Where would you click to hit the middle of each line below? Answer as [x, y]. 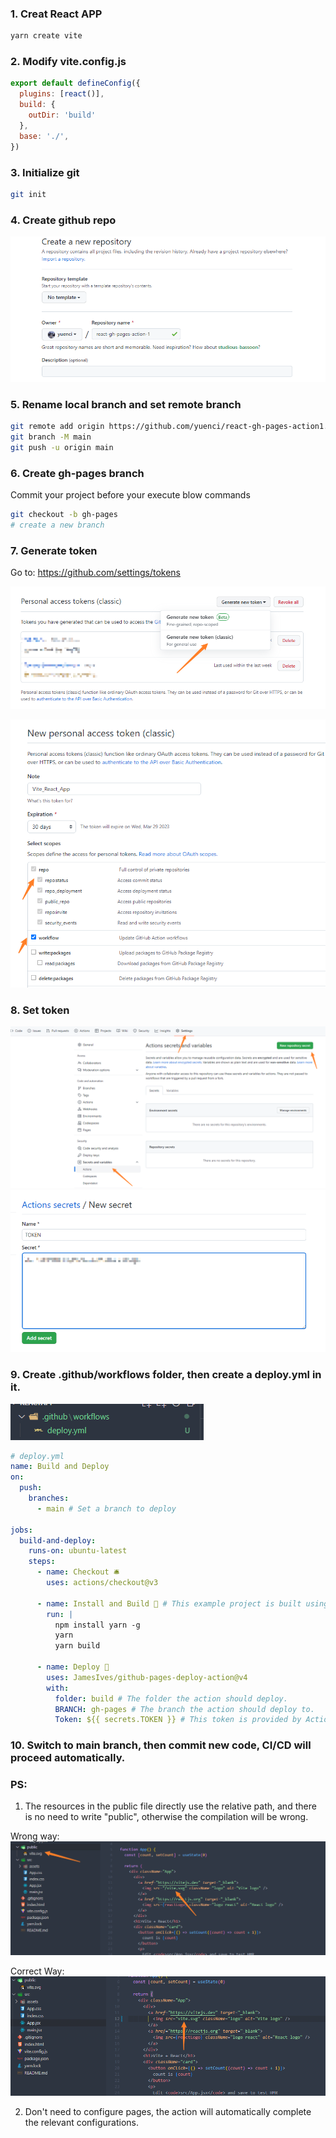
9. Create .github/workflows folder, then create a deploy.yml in [166, 1375]
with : [58, 1688]
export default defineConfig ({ [75, 83]
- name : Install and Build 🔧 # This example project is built [169, 1603]
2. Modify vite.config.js [68, 62]
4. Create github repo [63, 220]
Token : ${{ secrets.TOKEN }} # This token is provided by [178, 1720]
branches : [49, 1498]
